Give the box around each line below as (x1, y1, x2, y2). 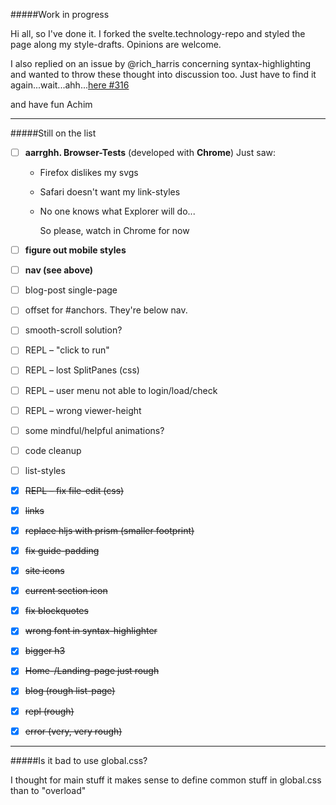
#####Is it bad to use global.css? (10, 754, 148, 766)
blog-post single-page (24, 284, 118, 296)
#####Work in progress (10, 9, 110, 20)
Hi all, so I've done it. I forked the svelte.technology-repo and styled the (10, 28, 306, 39)
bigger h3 (24, 645, 66, 657)
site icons (24, 565, 65, 577)
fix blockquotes (24, 605, 89, 617)
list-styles (24, 464, 66, 476)
